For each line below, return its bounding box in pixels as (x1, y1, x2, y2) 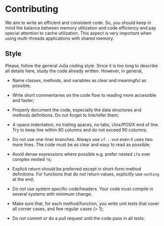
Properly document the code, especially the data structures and (12, 107, 141, 113)
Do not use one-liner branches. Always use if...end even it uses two (12, 136, 153, 142)
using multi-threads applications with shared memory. (5, 35, 114, 41)
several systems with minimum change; (12, 191, 92, 197)
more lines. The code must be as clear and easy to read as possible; (12, 141, 151, 147)
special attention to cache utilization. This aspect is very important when (5, 30, 152, 36)
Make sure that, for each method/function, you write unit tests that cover (12, 200, 160, 206)
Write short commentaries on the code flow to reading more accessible (12, 92, 157, 98)
